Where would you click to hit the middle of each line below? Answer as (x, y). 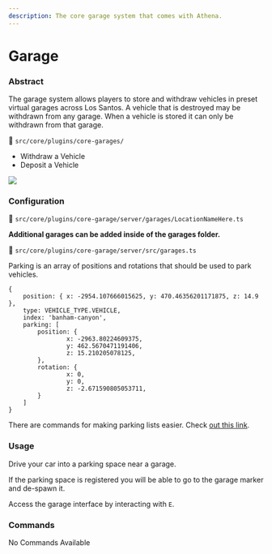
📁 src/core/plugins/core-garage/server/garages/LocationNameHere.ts (126, 219)
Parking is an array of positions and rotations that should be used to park (130, 266)
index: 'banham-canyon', (65, 318)
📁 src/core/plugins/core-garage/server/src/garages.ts (102, 250)
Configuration (36, 201)
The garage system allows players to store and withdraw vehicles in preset (133, 99)
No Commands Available (49, 543)
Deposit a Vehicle (49, 165)
